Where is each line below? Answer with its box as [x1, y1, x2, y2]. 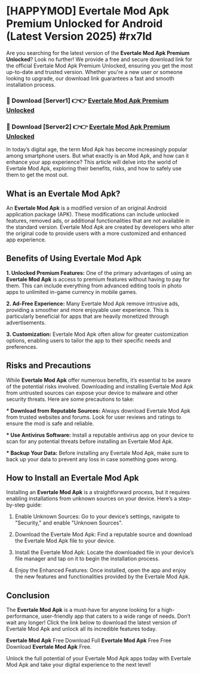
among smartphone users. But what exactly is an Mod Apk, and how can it [6, 152, 189, 160]
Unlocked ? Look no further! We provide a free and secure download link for [6, 56, 193, 63]
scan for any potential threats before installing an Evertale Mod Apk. [6, 437, 174, 445]
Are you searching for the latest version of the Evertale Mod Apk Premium [6, 49, 190, 56]
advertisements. [6, 318, 46, 326]
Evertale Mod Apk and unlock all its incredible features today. [6, 626, 157, 633]
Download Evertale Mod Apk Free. [6, 644, 92, 651]
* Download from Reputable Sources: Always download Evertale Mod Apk [6, 407, 191, 414]
